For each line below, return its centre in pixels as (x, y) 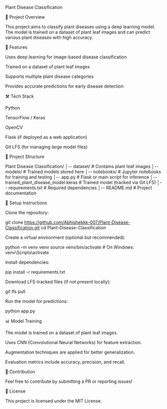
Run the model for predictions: (37, 301)
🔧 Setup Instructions (26, 203)
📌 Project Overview (25, 17)
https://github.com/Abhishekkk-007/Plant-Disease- (77, 222)
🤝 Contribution (20, 372)
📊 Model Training (24, 321)
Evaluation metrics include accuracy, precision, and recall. (65, 362)
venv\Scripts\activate (27, 253)
